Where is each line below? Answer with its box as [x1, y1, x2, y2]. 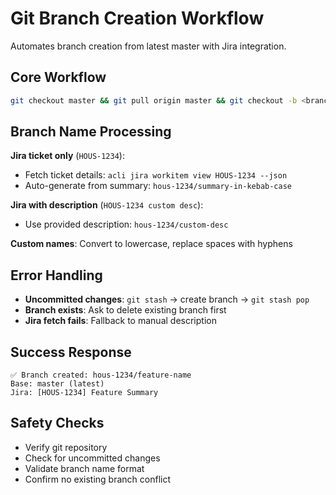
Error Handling [10, 267, 103, 284]
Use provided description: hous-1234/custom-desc [24, 218, 229, 231]
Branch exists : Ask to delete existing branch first [24, 304, 227, 316]
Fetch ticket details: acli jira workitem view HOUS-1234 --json [24, 169, 288, 181]
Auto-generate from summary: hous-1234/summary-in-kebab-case [24, 180, 292, 192]
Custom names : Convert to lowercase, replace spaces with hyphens [10, 238, 293, 250]
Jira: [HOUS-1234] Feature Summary [10, 388, 159, 398]
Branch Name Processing [10, 123, 172, 141]
